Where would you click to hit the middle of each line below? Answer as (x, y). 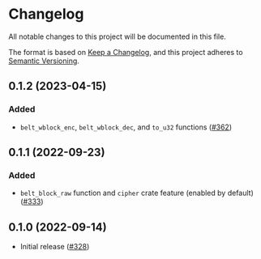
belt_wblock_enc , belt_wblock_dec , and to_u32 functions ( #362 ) (126, 127)
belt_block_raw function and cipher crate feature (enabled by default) (137, 193)
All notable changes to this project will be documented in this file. (118, 36)
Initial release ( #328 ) (55, 247)
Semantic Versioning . (44, 61)
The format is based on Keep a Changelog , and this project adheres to (126, 52)
